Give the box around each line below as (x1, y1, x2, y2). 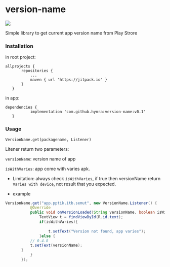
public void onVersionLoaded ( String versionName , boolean (30, 210, 155, 215)
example (12, 190, 31, 196)
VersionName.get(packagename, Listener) (5, 137, 92, 142)
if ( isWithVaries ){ (39, 219, 78, 224)
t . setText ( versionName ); (30, 243, 82, 248)
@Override (30, 205, 51, 210)
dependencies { (5, 105, 37, 110)
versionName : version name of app (5, 156, 76, 162)
